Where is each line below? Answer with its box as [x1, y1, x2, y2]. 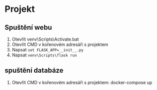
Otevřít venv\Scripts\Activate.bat [11, 36, 79, 42]
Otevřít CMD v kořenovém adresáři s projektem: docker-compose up [11, 79, 153, 85]
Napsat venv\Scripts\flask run [11, 52, 78, 58]
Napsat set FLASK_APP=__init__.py [11, 47, 84, 52]
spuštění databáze [4, 66, 64, 75]
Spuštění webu [4, 23, 52, 32]
